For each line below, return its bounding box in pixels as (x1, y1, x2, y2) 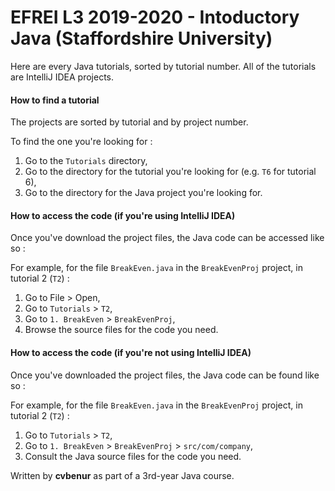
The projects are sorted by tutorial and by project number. (10, 116, 249, 128)
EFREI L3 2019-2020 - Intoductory (10, 6, 300, 29)
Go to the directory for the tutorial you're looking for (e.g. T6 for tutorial (24, 166, 317, 178)
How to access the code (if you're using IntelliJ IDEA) (10, 209, 236, 221)
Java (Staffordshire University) (10, 27, 273, 50)
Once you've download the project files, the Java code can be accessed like (10, 232, 325, 244)
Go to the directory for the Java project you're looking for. (24, 187, 263, 199)
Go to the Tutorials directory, (24, 155, 148, 167)
